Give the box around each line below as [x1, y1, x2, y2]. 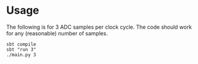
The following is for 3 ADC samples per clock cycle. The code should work [6, 23, 192, 31]
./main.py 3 [6, 51, 36, 57]
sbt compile [6, 41, 36, 47]
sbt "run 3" [6, 46, 36, 53]
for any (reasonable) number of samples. [6, 29, 108, 36]
